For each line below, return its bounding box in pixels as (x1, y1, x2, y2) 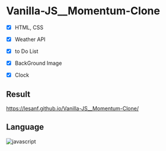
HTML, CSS (14, 24, 43, 31)
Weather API (14, 36, 46, 43)
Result (6, 89, 31, 99)
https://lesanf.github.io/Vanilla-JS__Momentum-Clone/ (6, 105, 139, 112)
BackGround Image (14, 59, 62, 67)
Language (6, 122, 44, 132)
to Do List (14, 48, 39, 55)
